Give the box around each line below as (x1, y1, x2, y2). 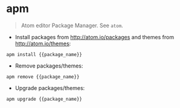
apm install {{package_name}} (6, 51, 83, 57)
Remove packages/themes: (14, 62, 83, 69)
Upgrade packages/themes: (14, 84, 85, 92)
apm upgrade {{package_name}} (6, 96, 83, 102)
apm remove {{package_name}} (6, 74, 80, 80)
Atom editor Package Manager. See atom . (21, 22, 124, 29)
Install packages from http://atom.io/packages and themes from (14, 33, 174, 40)
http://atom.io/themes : (14, 40, 71, 47)
